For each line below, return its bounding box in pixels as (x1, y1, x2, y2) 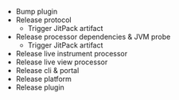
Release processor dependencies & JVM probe (15, 32, 171, 41)
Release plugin (15, 83, 65, 92)
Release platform (15, 75, 72, 83)
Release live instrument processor (15, 49, 128, 58)
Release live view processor (15, 57, 108, 67)
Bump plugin (15, 7, 58, 16)
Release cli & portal (15, 66, 80, 75)
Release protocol (15, 15, 72, 25)
